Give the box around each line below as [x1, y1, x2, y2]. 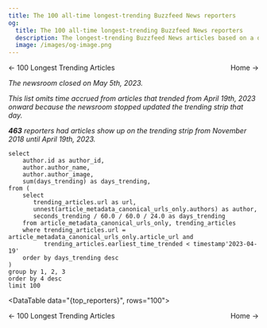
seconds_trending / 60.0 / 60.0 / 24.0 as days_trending [33, 212, 226, 221]
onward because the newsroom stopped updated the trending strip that [8, 102, 244, 112]
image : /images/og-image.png [15, 41, 112, 49]
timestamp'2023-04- [193, 240, 258, 249]
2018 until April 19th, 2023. [8, 134, 96, 144]
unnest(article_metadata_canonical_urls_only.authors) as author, [33, 206, 258, 214]
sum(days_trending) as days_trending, [22, 178, 151, 186]
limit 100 [8, 282, 41, 290]
